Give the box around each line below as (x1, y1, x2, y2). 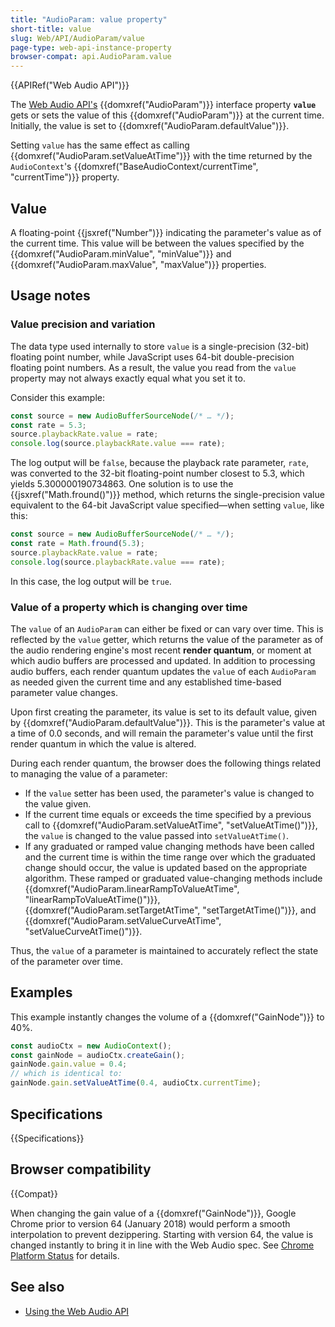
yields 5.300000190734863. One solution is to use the (10, 478, 234, 490)
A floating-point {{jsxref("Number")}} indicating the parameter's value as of (10, 226, 322, 238)
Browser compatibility (10, 1161, 152, 1178)
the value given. (24, 797, 92, 810)
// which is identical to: (10, 1069, 123, 1079)
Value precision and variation (10, 317, 156, 331)
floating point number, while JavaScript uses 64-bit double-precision (10, 351, 295, 363)
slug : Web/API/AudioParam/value (10, 33, 145, 43)
